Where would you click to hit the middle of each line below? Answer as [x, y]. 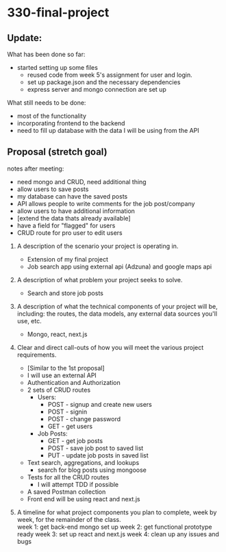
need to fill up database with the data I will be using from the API [108, 130]
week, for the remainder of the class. [69, 519]
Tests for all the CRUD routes [68, 477]
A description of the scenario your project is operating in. [98, 246]
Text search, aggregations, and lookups [83, 462]
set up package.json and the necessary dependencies [104, 82]
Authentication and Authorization [74, 382]
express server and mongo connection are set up [97, 89]
